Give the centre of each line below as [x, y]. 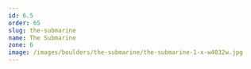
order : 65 [25, 23]
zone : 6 [21, 45]
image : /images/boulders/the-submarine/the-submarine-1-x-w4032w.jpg [126, 52]
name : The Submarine [42, 38]
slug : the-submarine [42, 30]
